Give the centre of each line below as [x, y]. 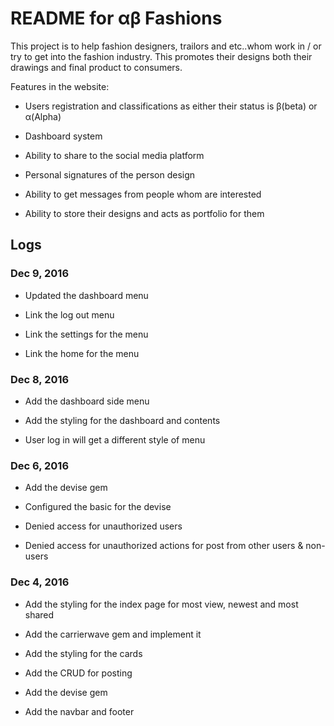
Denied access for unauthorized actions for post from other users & [164, 546]
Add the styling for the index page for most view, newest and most [161, 604]
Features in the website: [60, 86]
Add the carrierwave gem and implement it [113, 634]
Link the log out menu [69, 314]
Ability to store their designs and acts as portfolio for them [144, 213]
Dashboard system [63, 136]
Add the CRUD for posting [78, 673]
